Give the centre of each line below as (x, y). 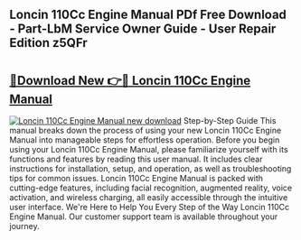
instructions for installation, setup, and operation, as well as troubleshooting (150, 169)
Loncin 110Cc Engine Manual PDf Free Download (148, 15)
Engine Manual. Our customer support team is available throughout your (144, 217)
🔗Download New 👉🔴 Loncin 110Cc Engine (130, 80)
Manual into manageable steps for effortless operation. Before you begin (145, 140)
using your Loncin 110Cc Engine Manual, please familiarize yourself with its (149, 149)
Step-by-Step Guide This (230, 120)
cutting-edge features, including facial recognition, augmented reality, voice (150, 188)
